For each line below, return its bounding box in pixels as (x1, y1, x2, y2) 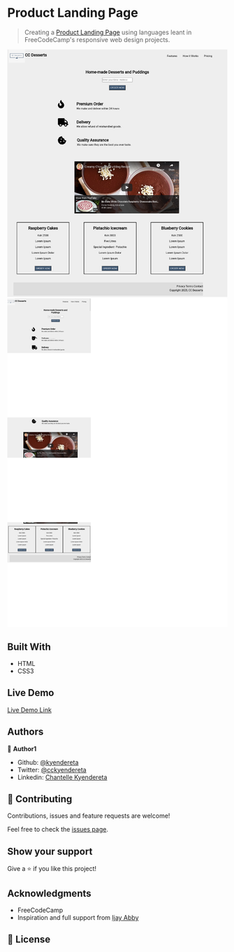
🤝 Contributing (7, 793, 73, 805)
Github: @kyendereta (17, 758, 79, 767)
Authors (7, 726, 44, 738)
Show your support (7, 845, 93, 858)
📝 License (7, 934, 51, 946)
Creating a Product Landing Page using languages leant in (24, 28, 192, 36)
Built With (7, 641, 51, 653)
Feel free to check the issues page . (7, 825, 108, 834)
